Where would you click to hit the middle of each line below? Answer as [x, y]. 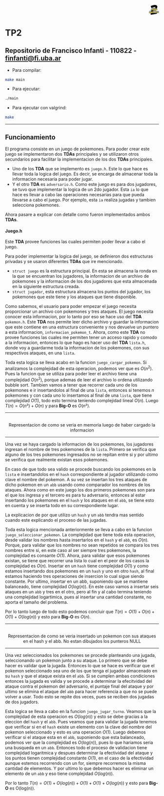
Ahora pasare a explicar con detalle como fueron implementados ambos [78, 215]
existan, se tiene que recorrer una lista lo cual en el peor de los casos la [77, 560]
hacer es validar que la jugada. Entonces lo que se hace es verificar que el [80, 665]
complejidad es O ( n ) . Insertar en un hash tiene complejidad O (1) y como [77, 566]
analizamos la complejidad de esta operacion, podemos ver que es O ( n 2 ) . [79, 368]
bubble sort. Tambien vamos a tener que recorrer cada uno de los [71, 385]
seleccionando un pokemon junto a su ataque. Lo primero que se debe [76, 660]
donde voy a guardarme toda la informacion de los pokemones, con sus [77, 348]
